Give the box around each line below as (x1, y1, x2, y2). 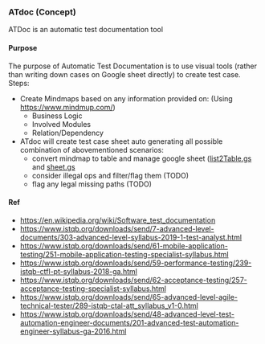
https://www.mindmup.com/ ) (19, 102, 116, 112)
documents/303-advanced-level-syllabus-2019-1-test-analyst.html (19, 232, 243, 242)
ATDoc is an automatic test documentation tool (8, 25, 163, 35)
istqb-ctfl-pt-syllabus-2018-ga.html (19, 266, 138, 276)
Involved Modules (31, 119, 91, 129)
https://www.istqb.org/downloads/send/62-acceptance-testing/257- (19, 275, 247, 285)
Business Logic (31, 111, 83, 121)
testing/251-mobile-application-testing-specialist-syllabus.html (19, 249, 229, 259)
